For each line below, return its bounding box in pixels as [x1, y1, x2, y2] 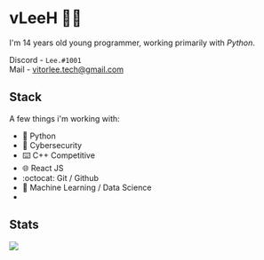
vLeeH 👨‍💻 [9, 8, 83, 28]
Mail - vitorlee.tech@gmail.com [9, 64, 124, 75]
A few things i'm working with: [9, 113, 120, 123]
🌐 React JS [21, 162, 64, 173]
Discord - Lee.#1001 [9, 54, 82, 65]
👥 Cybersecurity [21, 139, 83, 150]
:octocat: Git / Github [21, 172, 100, 183]
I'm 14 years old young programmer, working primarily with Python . [9, 37, 256, 48]
